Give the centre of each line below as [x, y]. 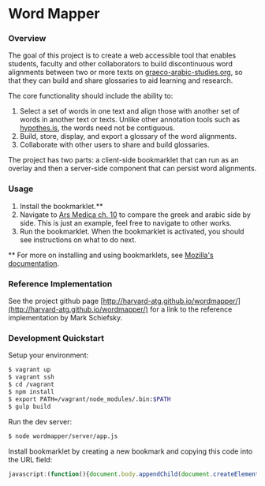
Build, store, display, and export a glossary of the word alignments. [128, 136]
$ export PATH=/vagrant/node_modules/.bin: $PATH [90, 399]
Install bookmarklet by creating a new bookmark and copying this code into [131, 451]
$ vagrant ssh [32, 377]
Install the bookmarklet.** [61, 206]
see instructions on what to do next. [78, 239]
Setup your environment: [49, 355]
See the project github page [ [56, 301]
